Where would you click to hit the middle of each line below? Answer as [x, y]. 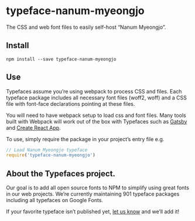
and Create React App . [33, 128]
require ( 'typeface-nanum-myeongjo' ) [51, 155]
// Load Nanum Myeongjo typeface [47, 150]
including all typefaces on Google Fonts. [55, 200]
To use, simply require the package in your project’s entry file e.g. [85, 139]
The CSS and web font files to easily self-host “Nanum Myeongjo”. [86, 27]
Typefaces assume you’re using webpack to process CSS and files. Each [94, 91]
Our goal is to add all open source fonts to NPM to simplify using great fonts [97, 188]
